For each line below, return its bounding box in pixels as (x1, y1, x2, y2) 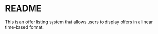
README (5, 3, 42, 14)
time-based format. (5, 24, 44, 30)
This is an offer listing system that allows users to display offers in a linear (5, 19, 153, 25)
